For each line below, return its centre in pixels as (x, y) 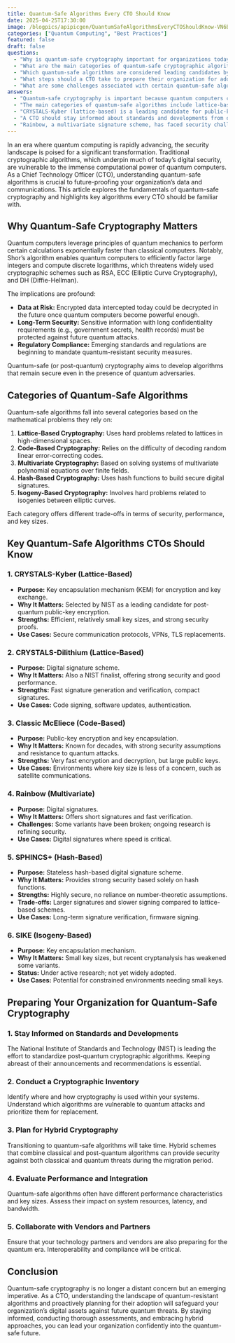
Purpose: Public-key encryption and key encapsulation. (98, 738)
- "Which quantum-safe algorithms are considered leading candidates (117, 72)
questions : (23, 53)
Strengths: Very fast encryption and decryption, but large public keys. (119, 761)
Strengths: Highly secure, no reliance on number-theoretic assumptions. (122, 895)
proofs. (28, 627)
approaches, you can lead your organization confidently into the (100, 1325)
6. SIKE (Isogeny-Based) (50, 935)
